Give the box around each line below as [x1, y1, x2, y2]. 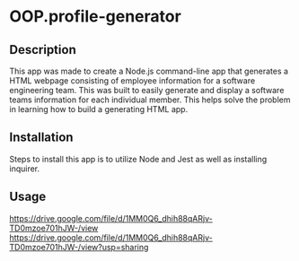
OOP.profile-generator [9, 6, 181, 27]
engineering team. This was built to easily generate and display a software [9, 85, 285, 95]
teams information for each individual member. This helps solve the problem [9, 94, 291, 105]
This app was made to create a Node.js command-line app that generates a [9, 65, 289, 76]
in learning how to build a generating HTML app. [9, 104, 189, 114]
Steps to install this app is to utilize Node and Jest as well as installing [9, 153, 268, 164]
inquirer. [9, 163, 40, 174]
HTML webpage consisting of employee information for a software [9, 75, 256, 86]
